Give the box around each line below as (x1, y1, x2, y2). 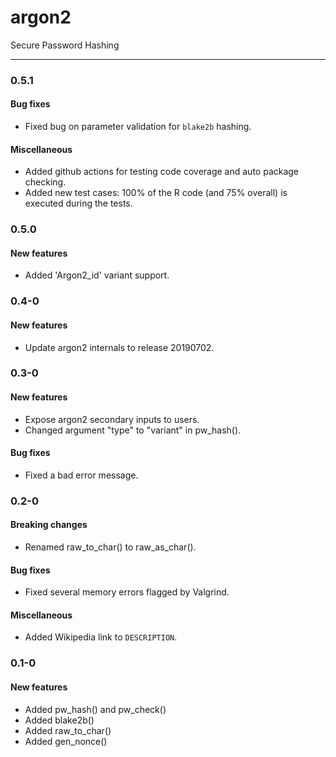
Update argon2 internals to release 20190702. (24, 341, 215, 353)
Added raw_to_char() (24, 724, 112, 736)
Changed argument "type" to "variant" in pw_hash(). (24, 424, 242, 436)
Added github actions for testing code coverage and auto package (24, 166, 300, 178)
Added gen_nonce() (24, 735, 108, 747)
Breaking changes (10, 519, 88, 531)
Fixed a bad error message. (24, 469, 139, 481)
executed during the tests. (24, 197, 133, 210)
